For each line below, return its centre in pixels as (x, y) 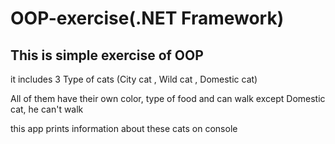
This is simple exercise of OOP (107, 55)
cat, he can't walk (47, 109)
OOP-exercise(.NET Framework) (147, 18)
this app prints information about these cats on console (124, 128)
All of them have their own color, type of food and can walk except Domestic (168, 98)
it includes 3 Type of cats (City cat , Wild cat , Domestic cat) (134, 79)
